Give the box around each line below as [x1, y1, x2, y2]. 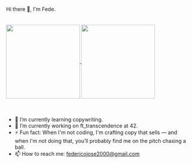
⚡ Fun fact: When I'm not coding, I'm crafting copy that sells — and [14, 129, 178, 136]
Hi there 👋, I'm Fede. [6, 6, 56, 12]
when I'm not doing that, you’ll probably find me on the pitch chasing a [14, 138, 187, 144]
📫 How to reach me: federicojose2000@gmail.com [14, 151, 140, 157]
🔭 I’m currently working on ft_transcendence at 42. [14, 122, 138, 129]
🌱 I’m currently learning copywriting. [14, 116, 103, 123]
